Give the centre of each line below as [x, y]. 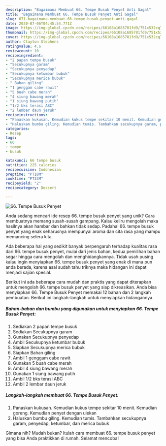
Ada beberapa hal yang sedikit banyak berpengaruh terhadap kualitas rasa [81, 246]
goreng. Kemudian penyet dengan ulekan [54, 413]
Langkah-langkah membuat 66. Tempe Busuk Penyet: [62, 395]
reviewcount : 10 [22, 51]
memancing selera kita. [29, 236]
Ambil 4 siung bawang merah [43, 368]
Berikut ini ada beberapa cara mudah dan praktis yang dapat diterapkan [79, 282]
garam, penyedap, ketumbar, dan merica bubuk [61, 423]
